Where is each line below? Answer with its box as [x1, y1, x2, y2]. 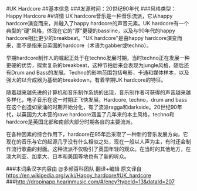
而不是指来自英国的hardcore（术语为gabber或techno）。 [16, 42, 152, 49]
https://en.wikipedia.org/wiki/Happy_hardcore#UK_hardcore [6, 172, 151, 179]
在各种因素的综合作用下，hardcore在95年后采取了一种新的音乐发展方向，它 [6, 131, 189, 138]
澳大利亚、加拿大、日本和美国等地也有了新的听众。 [6, 153, 130, 160]
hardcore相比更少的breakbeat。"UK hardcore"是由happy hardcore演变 [6, 35, 178, 41]
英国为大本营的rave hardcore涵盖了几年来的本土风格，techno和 [21, 111, 175, 118]
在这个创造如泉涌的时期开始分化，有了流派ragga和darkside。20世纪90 [6, 103, 178, 110]
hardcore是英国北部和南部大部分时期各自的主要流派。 [6, 118, 136, 125]
